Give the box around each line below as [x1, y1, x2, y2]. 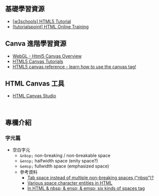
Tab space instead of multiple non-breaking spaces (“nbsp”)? [27, 174, 154, 181]
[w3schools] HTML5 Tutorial [12, 18, 71, 24]
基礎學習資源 [5, 4, 45, 13]
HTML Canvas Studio [12, 93, 56, 99]
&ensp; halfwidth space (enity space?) [19, 158, 98, 164]
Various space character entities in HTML [27, 180, 113, 186]
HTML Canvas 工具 [5, 79, 65, 88]
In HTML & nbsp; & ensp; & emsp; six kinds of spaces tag [27, 185, 145, 191]
